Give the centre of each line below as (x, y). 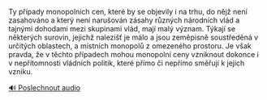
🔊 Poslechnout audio (45, 87)
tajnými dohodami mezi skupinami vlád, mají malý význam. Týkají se (122, 29)
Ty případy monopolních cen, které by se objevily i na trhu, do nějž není (128, 12)
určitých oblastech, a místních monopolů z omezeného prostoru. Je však (130, 46)
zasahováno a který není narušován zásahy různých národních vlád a (124, 20)
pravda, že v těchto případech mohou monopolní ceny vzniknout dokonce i (134, 54)
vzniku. (21, 71)
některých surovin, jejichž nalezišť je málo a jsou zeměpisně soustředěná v (133, 37)
